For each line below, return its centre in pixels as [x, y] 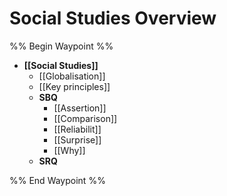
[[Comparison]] [85, 118]
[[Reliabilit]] [77, 129]
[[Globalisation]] [72, 76]
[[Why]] [69, 150]
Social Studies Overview [113, 18]
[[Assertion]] [80, 108]
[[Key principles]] [74, 86]
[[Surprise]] [77, 139]
